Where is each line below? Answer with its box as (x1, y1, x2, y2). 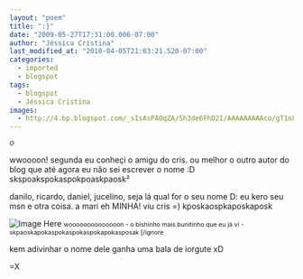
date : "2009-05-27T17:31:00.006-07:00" (9, 30, 160, 39)
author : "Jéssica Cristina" (9, 38, 115, 48)
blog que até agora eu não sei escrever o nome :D (9, 164, 196, 175)
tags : (9, 80, 30, 89)
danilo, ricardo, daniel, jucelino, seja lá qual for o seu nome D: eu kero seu (9, 191, 284, 202)
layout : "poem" (9, 13, 67, 23)
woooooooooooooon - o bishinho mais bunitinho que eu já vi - (63, 220, 244, 229)
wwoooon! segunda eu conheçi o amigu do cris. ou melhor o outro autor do (9, 154, 290, 165)
